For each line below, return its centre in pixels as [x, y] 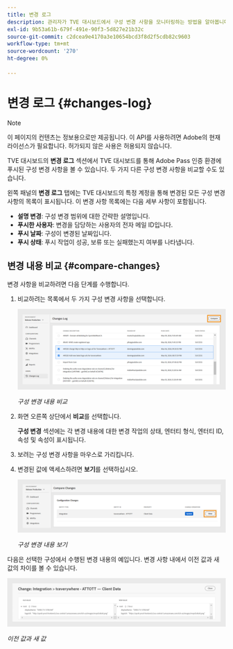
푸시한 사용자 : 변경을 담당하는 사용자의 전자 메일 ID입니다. [95, 225]
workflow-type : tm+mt [38, 44]
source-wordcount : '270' [43, 51]
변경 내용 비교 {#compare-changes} [84, 266]
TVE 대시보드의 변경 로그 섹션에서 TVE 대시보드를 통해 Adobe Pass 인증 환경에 [114, 160]
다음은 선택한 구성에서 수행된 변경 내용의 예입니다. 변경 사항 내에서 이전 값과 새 [113, 559]
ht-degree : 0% [28, 59]
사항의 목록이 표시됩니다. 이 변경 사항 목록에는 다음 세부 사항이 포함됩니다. [107, 201]
